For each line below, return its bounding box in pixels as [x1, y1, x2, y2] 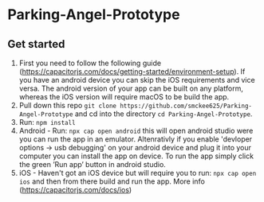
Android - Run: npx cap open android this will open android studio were [18, 126, 254, 135]
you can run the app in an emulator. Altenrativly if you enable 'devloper [18, 134, 253, 144]
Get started [7, 37, 65, 51]
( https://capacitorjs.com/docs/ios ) [18, 185, 132, 194]
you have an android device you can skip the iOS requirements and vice [18, 76, 256, 84]
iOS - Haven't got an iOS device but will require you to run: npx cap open [18, 169, 257, 177]
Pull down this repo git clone [18, 101, 117, 110]
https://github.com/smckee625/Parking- [120, 102, 253, 110]
